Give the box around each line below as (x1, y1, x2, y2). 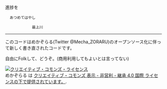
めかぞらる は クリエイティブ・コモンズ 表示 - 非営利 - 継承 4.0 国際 (5, 73, 144, 78)
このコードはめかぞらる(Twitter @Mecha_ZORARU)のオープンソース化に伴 (5, 39, 158, 45)
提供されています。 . (26, 79, 67, 85)
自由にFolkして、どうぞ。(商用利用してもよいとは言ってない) (5, 56, 129, 61)
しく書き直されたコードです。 (13, 45, 75, 51)
